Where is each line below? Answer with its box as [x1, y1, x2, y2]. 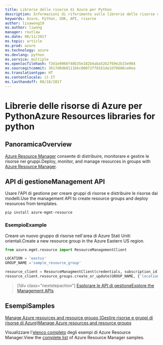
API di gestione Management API [5, 178, 105, 186]
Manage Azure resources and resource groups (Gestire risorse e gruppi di [5, 314, 153, 321]
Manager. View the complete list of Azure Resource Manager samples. [5, 334, 145, 340]
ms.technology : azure [5, 48, 49, 52]
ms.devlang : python [5, 52, 45, 57]
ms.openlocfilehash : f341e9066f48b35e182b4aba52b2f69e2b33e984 [5, 61, 136, 66]
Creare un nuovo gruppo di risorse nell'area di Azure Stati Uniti [5, 233, 131, 239]
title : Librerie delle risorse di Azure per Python [5, 7, 112, 12]
